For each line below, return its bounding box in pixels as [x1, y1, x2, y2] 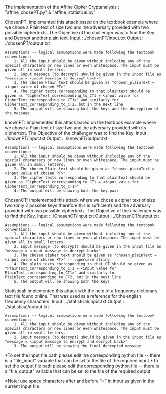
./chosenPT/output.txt [5, 40, 50, 46]
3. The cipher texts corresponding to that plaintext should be [14, 175, 150, 180]
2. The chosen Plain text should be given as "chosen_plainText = [14, 166, 155, 171]
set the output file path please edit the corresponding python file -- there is [5, 363, 159, 369]
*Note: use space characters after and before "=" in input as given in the [5, 378, 155, 384]
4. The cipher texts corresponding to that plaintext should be [14, 89, 150, 94]
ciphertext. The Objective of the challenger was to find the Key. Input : [5, 130, 149, 136]
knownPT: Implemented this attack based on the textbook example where [5, 119, 156, 125]
